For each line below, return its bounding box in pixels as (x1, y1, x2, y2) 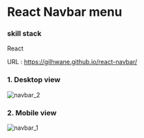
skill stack (7, 29, 42, 39)
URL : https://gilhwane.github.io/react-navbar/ (7, 58, 137, 66)
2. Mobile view (7, 108, 57, 117)
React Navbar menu (7, 4, 122, 20)
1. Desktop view (7, 75, 60, 85)
